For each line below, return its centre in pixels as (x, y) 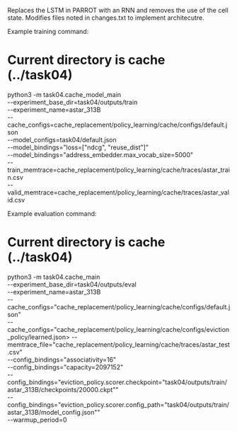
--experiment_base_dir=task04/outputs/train (73, 102)
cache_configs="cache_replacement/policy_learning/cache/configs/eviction (118, 329)
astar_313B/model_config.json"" (54, 412)
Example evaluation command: (52, 213)
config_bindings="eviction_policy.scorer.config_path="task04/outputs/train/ (118, 404)
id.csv (16, 200)
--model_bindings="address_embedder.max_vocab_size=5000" (100, 154)
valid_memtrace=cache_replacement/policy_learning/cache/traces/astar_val (118, 192)
